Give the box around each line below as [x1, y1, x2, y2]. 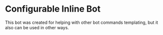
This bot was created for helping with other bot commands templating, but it [5, 19, 158, 25]
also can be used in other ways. [5, 24, 69, 30]
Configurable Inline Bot [5, 3, 101, 15]
